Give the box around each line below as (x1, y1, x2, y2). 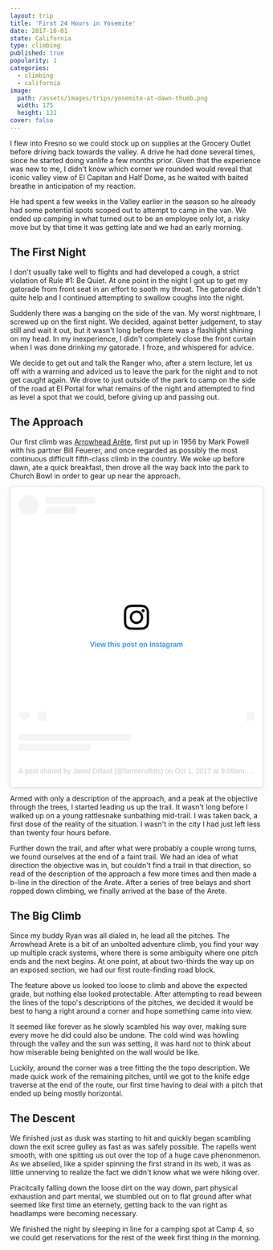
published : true (10, 49, 64, 57)
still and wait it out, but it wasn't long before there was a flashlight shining (10, 325, 254, 334)
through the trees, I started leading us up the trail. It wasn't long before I (10, 802, 248, 812)
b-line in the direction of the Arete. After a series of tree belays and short (10, 878, 251, 887)
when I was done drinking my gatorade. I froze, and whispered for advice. (10, 342, 255, 352)
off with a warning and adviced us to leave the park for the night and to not (10, 367, 259, 376)
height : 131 (17, 109, 58, 117)
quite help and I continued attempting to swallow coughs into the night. (10, 293, 245, 302)
